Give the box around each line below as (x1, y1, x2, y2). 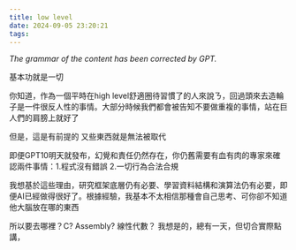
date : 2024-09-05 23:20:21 (9, 21, 109, 30)
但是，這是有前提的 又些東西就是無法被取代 (9, 132, 166, 142)
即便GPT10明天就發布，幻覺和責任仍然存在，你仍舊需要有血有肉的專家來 (9, 150, 273, 161)
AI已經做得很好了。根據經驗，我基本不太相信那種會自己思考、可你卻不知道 (16, 191, 288, 201)
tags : (9, 29, 29, 38)
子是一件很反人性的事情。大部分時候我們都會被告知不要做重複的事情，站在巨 (9, 102, 288, 112)
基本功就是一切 (9, 72, 64, 82)
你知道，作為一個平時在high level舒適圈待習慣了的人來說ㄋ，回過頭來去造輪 (9, 90, 285, 102)
